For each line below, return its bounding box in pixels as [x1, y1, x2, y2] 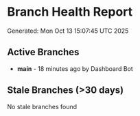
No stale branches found [7, 102, 78, 111]
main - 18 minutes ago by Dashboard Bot [16, 64, 134, 72]
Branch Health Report [7, 4, 133, 20]
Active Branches [7, 46, 80, 58]
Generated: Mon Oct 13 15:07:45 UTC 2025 [7, 27, 129, 35]
